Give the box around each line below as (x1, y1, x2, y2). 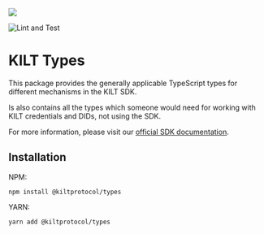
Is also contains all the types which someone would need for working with (8, 102, 256, 112)
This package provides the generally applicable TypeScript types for (8, 78, 238, 88)
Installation (8, 150, 67, 164)
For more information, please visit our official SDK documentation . (8, 127, 229, 136)
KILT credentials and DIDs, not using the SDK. (8, 110, 161, 121)
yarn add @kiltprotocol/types (8, 218, 111, 226)
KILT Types (8, 51, 85, 70)
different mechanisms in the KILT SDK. (8, 86, 137, 97)
